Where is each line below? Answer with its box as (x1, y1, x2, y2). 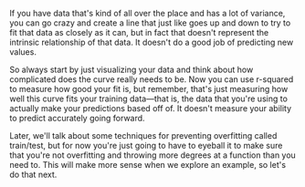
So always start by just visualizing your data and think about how (9, 64, 254, 75)
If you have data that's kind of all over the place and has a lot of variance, (9, 8, 286, 18)
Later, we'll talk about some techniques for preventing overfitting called (9, 130, 278, 140)
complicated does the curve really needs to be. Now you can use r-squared (9, 74, 294, 85)
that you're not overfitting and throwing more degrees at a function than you (9, 150, 297, 161)
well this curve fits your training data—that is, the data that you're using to (9, 93, 288, 104)
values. (9, 47, 37, 57)
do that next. (9, 169, 58, 180)
